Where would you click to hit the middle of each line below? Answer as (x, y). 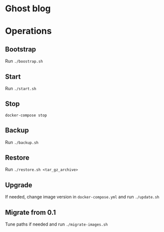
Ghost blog (28, 9)
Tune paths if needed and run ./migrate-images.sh (56, 224)
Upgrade (19, 185)
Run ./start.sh (21, 88)
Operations (28, 31)
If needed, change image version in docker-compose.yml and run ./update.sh (82, 197)
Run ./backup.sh (22, 142)
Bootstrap (21, 49)
